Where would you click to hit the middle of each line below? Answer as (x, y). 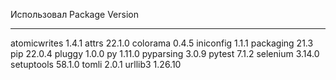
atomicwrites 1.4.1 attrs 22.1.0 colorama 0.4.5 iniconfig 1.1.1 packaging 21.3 (162, 43)
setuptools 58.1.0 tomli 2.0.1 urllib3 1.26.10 (96, 64)
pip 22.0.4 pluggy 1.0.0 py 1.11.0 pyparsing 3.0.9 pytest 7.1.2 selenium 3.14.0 (165, 53)
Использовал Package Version (74, 14)
